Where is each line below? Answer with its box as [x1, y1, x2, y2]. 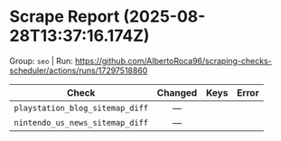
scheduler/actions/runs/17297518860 [9, 65, 148, 76]
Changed [156, 86, 198, 99]
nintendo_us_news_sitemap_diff [14, 117, 149, 127]
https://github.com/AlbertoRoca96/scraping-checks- [75, 55, 273, 66]
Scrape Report [9, 6, 120, 27]
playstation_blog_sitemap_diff [14, 102, 149, 113]
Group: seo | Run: [9, 55, 74, 66]
